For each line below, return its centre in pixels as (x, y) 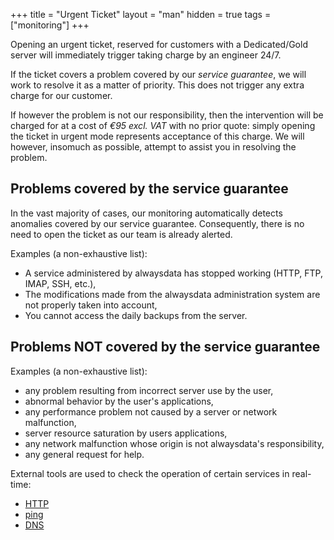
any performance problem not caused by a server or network (151, 411)
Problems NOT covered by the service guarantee (165, 347)
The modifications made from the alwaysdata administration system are (172, 294)
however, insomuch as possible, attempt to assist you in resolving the (153, 147)
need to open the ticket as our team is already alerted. (121, 234)
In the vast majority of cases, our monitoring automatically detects (146, 213)
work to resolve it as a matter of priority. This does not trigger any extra (157, 85)
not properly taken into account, (91, 305)
